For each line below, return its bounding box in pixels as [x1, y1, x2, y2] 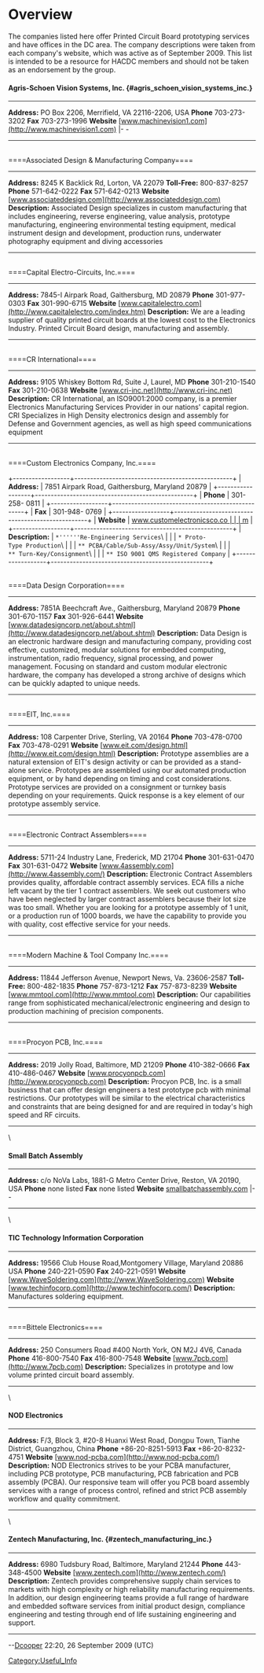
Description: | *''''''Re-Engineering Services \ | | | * [8, 532, 182, 542]
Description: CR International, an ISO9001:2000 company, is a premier [8, 394, 237, 404]
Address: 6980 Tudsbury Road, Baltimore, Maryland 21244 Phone [8, 1559, 224, 1568]
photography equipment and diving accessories [8, 237, 163, 246]
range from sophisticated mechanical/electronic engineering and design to [8, 998, 250, 1008]
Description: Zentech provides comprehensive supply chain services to [8, 1575, 241, 1586]
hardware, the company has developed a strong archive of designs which [8, 670, 246, 680]
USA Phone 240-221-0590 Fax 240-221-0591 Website [8, 1266, 186, 1276]
